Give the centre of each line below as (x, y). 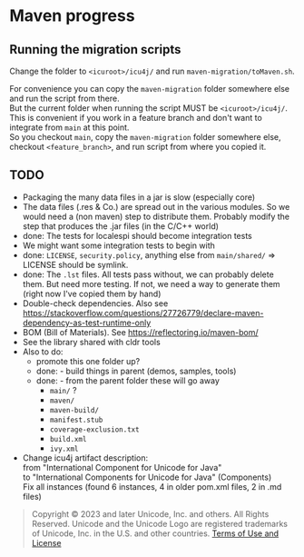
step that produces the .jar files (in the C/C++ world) (121, 226)
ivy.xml (64, 449)
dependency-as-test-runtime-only (87, 323)
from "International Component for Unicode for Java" (122, 467)
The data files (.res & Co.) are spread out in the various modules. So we (156, 206)
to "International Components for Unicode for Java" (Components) (147, 477)
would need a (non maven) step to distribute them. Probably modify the (156, 216)
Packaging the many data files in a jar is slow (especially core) (139, 197)
